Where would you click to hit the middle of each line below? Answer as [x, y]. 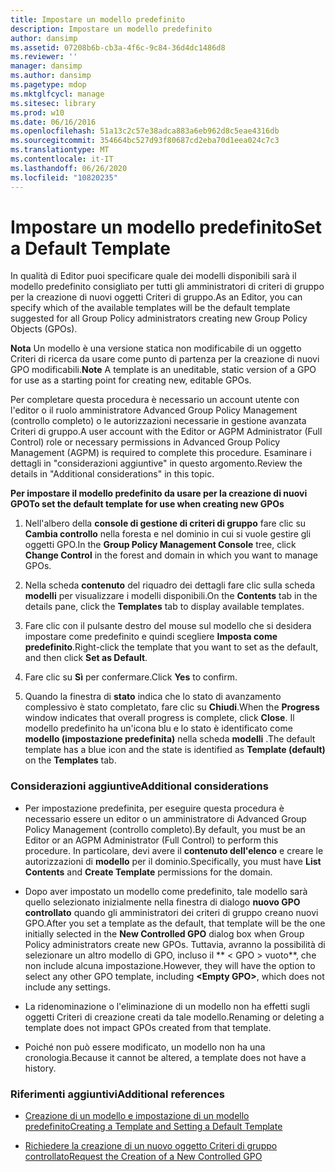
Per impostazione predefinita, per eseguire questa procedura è [154, 808]
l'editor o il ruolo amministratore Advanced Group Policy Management [154, 410]
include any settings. [67, 987]
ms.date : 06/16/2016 [53, 122]
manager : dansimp [46, 66]
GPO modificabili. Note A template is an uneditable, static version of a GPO [163, 370]
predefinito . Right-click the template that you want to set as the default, [171, 647]
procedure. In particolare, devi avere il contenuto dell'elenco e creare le [174, 850]
